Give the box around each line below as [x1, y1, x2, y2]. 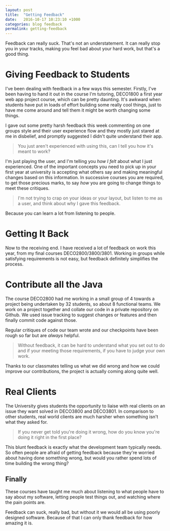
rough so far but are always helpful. [5, 332, 80, 338]
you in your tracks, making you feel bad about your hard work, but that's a [5, 46, 160, 52]
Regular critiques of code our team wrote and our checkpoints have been [5, 327, 158, 333]
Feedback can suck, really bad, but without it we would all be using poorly [5, 509, 160, 515]
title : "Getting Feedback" [5, 12, 65, 17]
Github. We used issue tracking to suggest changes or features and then [5, 312, 157, 318]
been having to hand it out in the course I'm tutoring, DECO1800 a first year [5, 91, 163, 97]
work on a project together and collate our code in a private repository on [5, 306, 159, 312]
